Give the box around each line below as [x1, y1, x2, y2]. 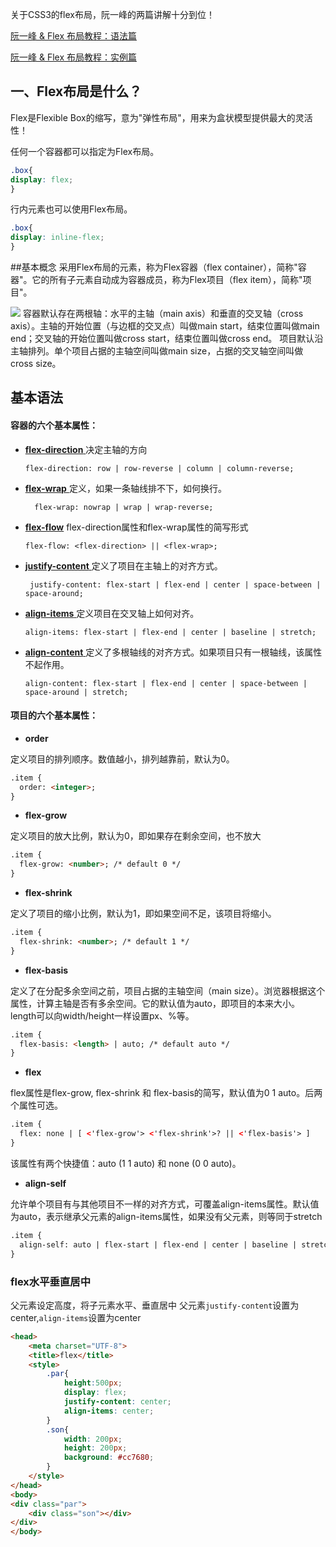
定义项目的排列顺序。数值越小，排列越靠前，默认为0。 [10, 753, 235, 765]
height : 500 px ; [63, 1378, 123, 1388]
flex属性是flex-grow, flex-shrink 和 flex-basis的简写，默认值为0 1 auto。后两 [10, 1087, 323, 1099]
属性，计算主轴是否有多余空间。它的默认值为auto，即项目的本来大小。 [10, 997, 300, 1009]
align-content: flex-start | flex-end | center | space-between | [24, 678, 308, 688]
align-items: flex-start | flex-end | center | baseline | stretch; [24, 627, 317, 637]
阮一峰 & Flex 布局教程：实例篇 [10, 51, 137, 63]
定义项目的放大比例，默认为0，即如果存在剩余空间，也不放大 [10, 830, 262, 842]
